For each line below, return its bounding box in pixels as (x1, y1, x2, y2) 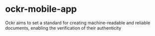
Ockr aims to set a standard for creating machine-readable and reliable (5, 20, 151, 26)
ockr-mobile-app (5, 3, 77, 15)
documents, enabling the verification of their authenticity (5, 25, 122, 31)
